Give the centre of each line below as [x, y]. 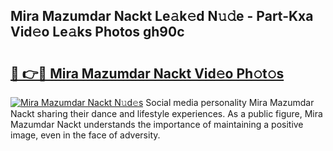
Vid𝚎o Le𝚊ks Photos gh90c [97, 32]
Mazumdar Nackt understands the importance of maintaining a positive [157, 124]
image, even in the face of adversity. [85, 135]
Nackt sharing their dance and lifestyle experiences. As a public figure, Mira [166, 113]
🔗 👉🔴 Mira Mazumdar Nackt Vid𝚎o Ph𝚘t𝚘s [147, 73]
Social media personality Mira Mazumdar [230, 102]
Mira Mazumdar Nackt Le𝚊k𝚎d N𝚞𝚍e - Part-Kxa [162, 16]
